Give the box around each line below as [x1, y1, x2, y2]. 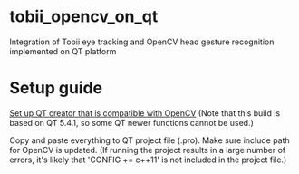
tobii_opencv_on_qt [9, 6, 159, 27]
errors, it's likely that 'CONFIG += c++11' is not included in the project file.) [9, 154, 287, 165]
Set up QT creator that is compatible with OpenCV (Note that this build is [9, 107, 281, 119]
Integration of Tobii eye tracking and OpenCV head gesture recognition [9, 36, 275, 47]
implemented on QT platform [9, 45, 117, 56]
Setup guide [9, 78, 103, 99]
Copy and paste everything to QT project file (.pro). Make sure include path [9, 134, 290, 146]
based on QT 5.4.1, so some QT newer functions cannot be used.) [9, 117, 254, 128]
